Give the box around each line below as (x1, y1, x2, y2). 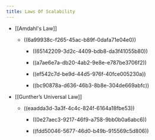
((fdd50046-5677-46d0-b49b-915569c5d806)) (32, 127, 149, 134)
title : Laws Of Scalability (6, 8, 76, 15)
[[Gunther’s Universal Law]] (14, 93, 82, 100)
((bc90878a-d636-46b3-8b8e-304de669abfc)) (32, 82, 150, 89)
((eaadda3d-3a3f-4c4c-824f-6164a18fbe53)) (23, 104, 135, 112)
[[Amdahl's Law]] (14, 25, 57, 32)
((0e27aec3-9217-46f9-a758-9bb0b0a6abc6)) (32, 116, 147, 123)
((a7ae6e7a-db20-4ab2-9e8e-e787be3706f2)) (32, 59, 147, 66)
